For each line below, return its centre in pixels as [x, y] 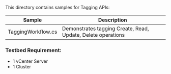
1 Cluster [22, 67]
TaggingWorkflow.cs [33, 32]
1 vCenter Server [30, 61]
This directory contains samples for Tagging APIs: [58, 7]
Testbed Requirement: [34, 50]
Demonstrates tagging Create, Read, [105, 29]
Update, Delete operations [93, 35]
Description [113, 20]
